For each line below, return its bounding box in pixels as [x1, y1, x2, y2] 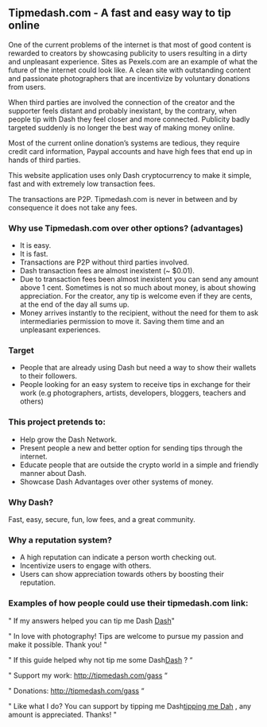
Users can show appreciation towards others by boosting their [19, 570, 224, 579]
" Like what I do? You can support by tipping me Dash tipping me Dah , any [8, 701, 252, 710]
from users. [8, 82, 46, 91]
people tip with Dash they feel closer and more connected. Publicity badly [8, 114, 250, 124]
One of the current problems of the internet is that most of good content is [8, 40, 252, 49]
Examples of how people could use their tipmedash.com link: [8, 597, 249, 609]
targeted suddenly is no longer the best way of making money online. [8, 122, 235, 132]
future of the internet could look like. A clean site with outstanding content [8, 65, 251, 75]
